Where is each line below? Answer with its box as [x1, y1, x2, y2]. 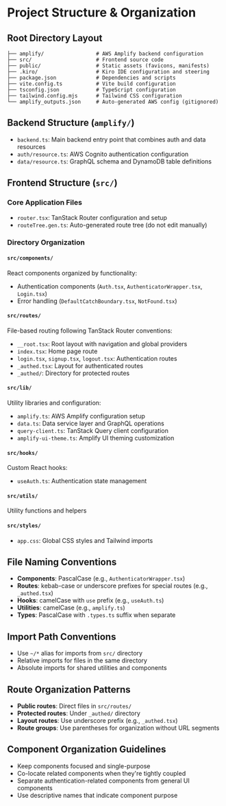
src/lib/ [7, 385, 32, 392]
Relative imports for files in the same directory [16, 656, 147, 664]
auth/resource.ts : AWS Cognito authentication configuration [16, 150, 189, 158]
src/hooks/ [7, 449, 38, 456]
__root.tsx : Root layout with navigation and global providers [16, 339, 188, 348]
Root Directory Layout [7, 32, 103, 44]
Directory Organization [7, 238, 86, 247]
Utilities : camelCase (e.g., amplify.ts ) [16, 603, 125, 612]
